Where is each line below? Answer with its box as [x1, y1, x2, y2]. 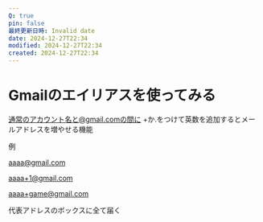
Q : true [8, 11, 35, 20]
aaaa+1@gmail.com [8, 173, 74, 183]
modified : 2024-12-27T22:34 [8, 42, 103, 50]
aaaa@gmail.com [8, 158, 66, 167]
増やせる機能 [50, 124, 93, 134]
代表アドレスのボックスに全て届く [8, 205, 121, 215]
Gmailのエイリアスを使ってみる [8, 86, 216, 105]
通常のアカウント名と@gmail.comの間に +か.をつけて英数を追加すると [8, 114, 241, 124]
